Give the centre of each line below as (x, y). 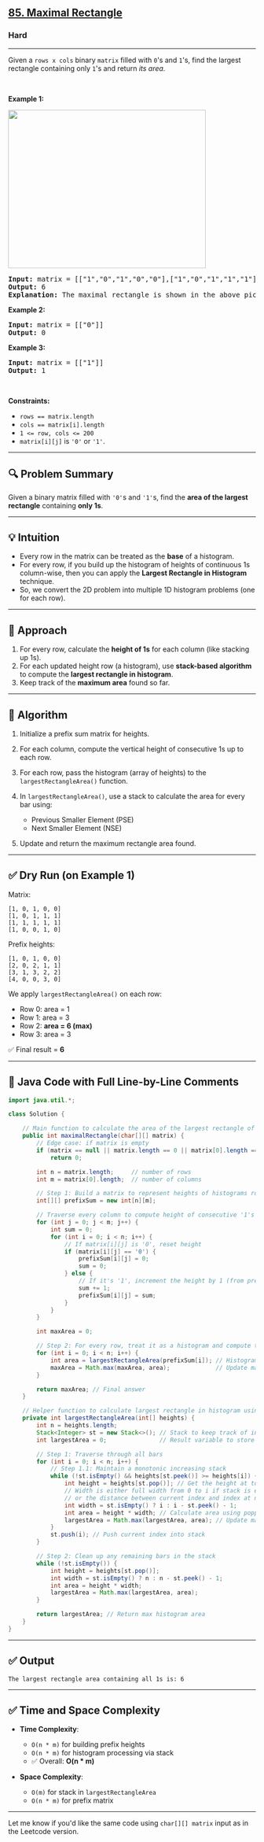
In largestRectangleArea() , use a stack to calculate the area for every (132, 796)
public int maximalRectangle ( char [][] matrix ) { (103, 1136)
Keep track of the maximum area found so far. (95, 683)
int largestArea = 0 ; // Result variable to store (146, 1440)
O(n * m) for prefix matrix (72, 1800)
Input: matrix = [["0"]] (56, 325)
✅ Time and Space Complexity (84, 1711)
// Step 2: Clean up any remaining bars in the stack (126, 1556)
